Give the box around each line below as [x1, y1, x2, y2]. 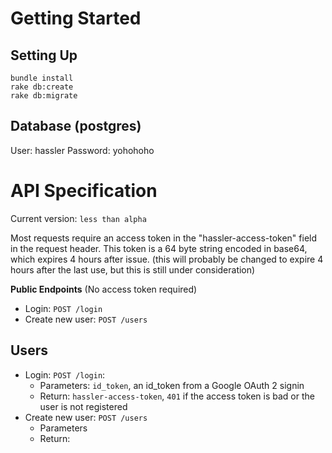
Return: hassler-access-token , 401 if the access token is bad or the [39, 390, 315, 402]
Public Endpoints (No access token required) [10, 283, 198, 295]
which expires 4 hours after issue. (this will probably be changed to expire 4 [10, 253, 324, 265]
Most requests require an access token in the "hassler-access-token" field [10, 232, 318, 244]
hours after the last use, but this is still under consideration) [10, 263, 256, 276]
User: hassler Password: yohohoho [10, 144, 155, 156]
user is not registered [39, 400, 128, 412]
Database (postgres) [10, 118, 142, 135]
